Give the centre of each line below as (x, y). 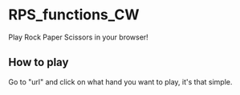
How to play (39, 62)
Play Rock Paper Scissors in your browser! (78, 37)
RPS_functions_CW (74, 15)
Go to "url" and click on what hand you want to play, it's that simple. (120, 81)
